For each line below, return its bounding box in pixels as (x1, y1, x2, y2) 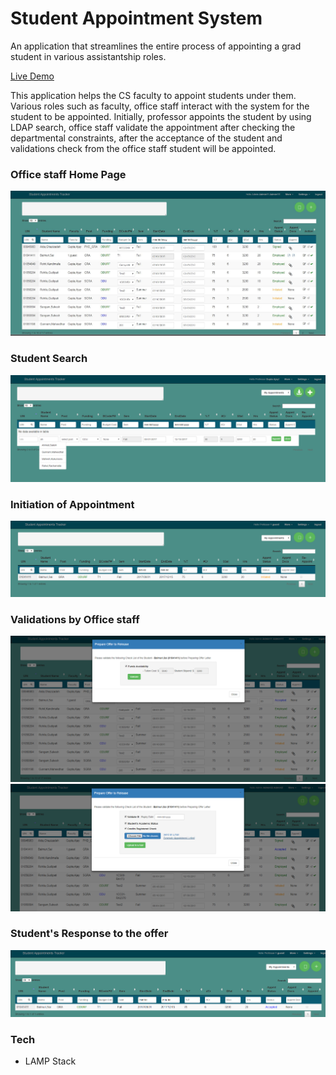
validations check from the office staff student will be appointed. (10, 142, 277, 154)
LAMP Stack (24, 1055, 77, 1067)
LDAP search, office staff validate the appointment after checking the (10, 121, 296, 133)
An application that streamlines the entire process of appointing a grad (10, 40, 302, 52)
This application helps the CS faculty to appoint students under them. (10, 89, 297, 101)
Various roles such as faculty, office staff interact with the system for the (10, 100, 310, 112)
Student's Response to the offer (10, 927, 169, 941)
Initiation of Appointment (10, 497, 135, 511)
